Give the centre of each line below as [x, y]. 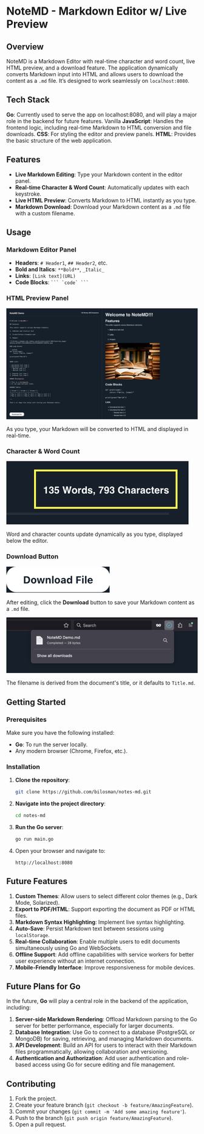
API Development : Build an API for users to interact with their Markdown [106, 1045]
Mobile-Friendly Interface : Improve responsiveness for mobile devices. [105, 967]
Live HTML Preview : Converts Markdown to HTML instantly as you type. [106, 200]
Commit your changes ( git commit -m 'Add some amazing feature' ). [100, 1111]
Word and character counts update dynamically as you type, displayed [95, 534]
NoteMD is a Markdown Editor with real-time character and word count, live [101, 61]
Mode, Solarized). [37, 902]
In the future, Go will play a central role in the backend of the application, [97, 1001]
